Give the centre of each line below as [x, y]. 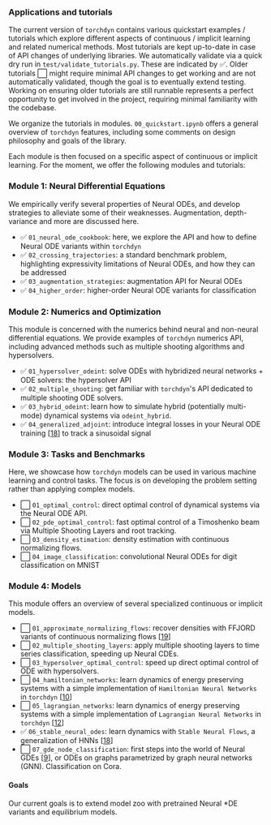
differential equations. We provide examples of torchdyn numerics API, [126, 337]
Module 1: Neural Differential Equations [87, 187]
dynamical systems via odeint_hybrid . [108, 415]
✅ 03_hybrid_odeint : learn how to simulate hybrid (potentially [123, 406]
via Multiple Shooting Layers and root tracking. [98, 531]
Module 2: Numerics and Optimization [85, 312]
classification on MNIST [60, 565]
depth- [236, 213]
